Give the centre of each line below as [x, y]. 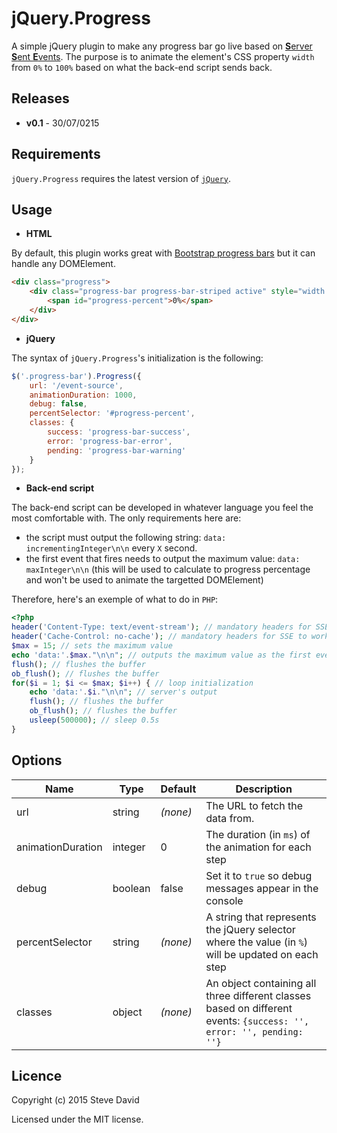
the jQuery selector [250, 929]
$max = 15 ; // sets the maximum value [92, 646]
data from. [230, 818]
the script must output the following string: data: [126, 538]
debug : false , [58, 404]
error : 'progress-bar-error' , [110, 441]
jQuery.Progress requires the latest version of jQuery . [121, 178]
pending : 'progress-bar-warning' [117, 450]
